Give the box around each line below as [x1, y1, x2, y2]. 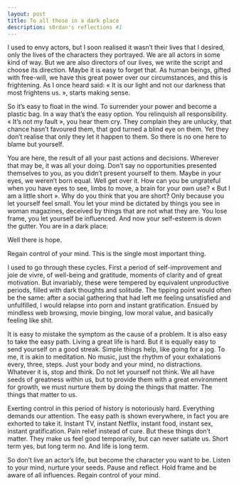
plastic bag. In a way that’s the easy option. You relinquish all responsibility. [7, 110, 228, 118]
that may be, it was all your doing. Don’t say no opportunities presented [7, 162, 217, 170]
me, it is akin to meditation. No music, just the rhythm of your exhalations [7, 353, 221, 361]
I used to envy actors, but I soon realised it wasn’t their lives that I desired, [7, 43, 225, 52]
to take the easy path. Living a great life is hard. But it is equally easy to [7, 337, 216, 346]
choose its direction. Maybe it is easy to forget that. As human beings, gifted [7, 65, 231, 75]
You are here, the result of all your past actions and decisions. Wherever [7, 154, 219, 162]
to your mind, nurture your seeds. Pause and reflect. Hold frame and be [7, 463, 217, 472]
